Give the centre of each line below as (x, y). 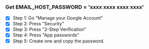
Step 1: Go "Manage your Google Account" (58, 18)
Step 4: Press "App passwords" (46, 35)
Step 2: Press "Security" (38, 24)
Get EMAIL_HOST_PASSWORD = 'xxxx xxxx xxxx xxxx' (75, 7)
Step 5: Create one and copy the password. (59, 41)
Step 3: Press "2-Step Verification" (49, 29)
